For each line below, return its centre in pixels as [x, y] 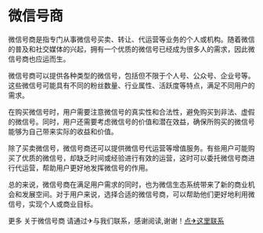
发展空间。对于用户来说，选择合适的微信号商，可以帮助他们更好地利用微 [138, 194]
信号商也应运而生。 [39, 59]
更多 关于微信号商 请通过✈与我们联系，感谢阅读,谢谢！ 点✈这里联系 [116, 220]
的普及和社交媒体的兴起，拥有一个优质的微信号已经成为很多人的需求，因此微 [131, 49]
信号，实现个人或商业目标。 [53, 204]
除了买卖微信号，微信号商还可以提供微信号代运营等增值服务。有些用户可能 [128, 148]
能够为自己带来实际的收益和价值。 [63, 131]
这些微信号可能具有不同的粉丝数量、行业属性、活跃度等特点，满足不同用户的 [131, 85]
